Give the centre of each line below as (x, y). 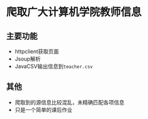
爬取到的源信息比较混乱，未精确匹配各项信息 (70, 102)
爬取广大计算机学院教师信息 (74, 12)
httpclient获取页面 (37, 51)
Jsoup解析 (28, 59)
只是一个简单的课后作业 (43, 109)
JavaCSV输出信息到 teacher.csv (54, 66)
